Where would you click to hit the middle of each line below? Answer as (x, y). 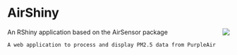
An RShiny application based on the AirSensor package (87, 32)
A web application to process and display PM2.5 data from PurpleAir (112, 45)
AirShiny (34, 13)
